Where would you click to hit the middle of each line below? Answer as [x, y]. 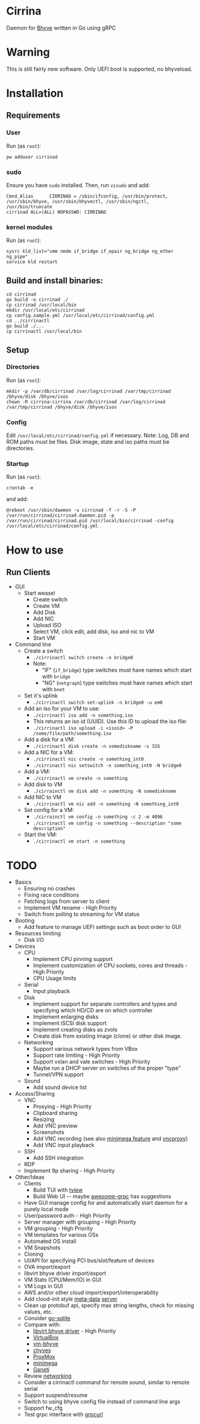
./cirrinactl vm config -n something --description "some [107, 823]
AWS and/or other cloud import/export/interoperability [91, 1292]
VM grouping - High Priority [58, 1228]
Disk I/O [34, 940]
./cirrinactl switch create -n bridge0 [83, 658]
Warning [28, 52]
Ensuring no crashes [49, 889]
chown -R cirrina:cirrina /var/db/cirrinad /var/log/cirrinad [86, 402]
